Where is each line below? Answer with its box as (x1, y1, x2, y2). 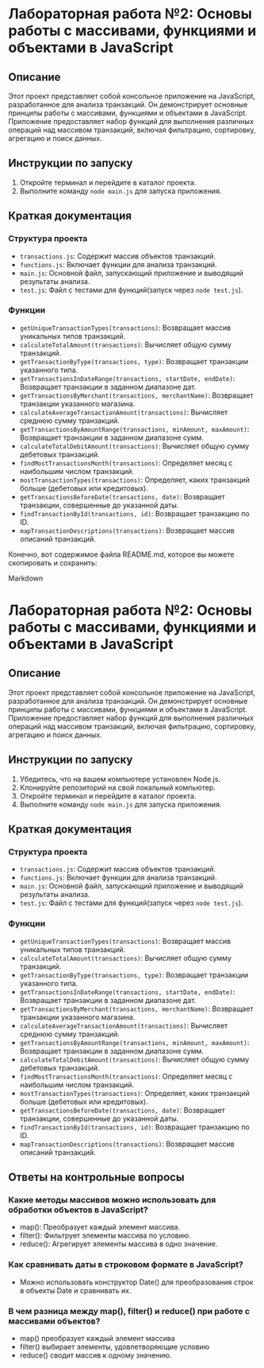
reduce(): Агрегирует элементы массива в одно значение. (19, 1239, 218, 1249)
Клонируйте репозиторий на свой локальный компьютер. (19, 783, 216, 792)
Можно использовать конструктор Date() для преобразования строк (19, 1277, 254, 1287)
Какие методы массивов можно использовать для (8, 1194, 216, 1205)
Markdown (8, 573, 44, 583)
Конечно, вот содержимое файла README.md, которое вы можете (8, 550, 235, 559)
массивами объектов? (8, 1316, 101, 1327)
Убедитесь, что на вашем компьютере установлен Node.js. (19, 774, 220, 783)
